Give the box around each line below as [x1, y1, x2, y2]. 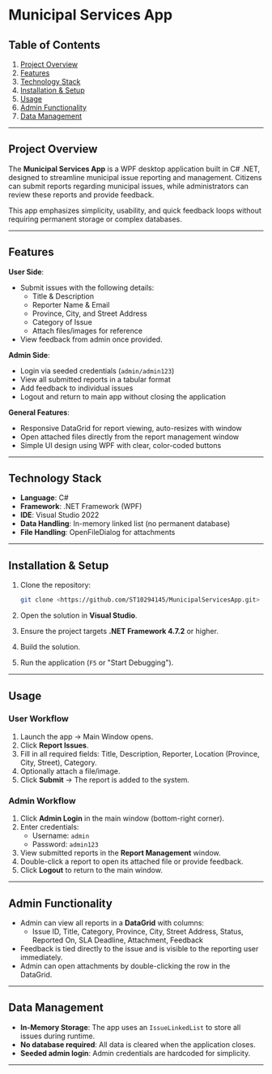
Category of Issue [32, 317, 93, 326]
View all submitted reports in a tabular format [19, 374, 172, 384]
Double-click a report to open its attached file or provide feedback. [19, 856, 244, 866]
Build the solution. [19, 642, 81, 652]
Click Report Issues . [19, 740, 89, 750]
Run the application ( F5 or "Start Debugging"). [19, 658, 174, 667]
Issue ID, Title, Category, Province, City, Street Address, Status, [32, 926, 244, 936]
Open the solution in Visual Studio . [19, 610, 138, 620]
